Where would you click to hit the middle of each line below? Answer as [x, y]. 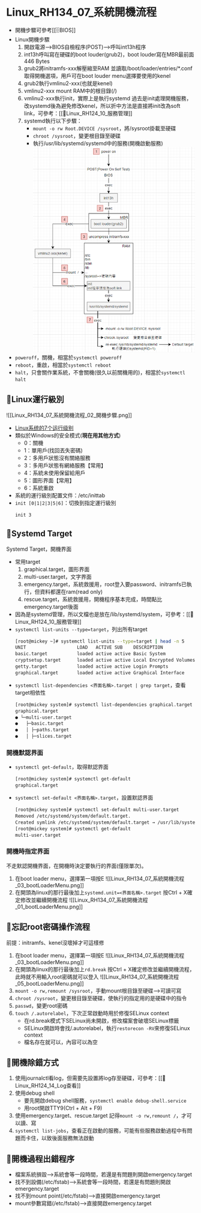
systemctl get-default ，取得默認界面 [62, 767]
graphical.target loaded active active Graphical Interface [100, 672]
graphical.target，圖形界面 [57, 569]
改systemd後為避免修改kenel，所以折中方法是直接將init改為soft [102, 106]
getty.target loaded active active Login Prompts [91, 666]
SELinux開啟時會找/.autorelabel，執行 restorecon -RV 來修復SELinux [107, 1028]
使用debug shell [35, 1093]
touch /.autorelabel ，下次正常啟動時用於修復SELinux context [92, 1013]
